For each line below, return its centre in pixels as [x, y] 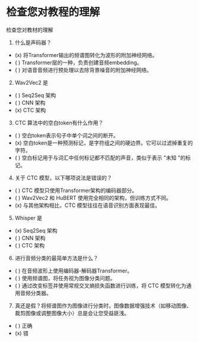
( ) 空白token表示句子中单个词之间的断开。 [67, 135]
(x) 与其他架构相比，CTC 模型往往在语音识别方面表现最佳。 [87, 205]
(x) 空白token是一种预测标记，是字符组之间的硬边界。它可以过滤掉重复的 [104, 143]
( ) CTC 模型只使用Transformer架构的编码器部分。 [76, 190]
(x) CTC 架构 [30, 110]
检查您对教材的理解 [30, 30]
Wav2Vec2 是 [31, 82]
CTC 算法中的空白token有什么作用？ [59, 123]
